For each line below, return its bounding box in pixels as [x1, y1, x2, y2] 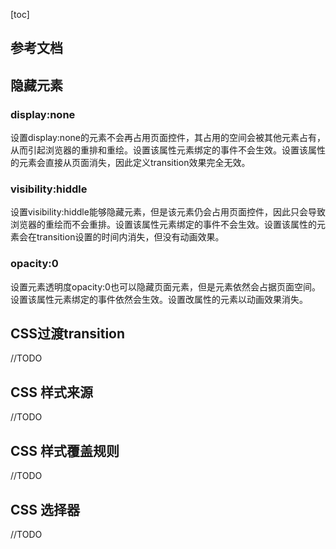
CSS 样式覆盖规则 [10, 442, 120, 459]
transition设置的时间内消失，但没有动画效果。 [36, 231, 225, 243]
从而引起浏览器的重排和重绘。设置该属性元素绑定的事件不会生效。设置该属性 [10, 144, 326, 156]
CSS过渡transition [10, 325, 126, 343]
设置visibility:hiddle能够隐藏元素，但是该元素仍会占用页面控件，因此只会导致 [10, 206, 326, 218]
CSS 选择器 [10, 501, 81, 518]
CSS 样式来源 [10, 384, 94, 401]
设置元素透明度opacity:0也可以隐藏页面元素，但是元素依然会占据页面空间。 [10, 280, 321, 293]
